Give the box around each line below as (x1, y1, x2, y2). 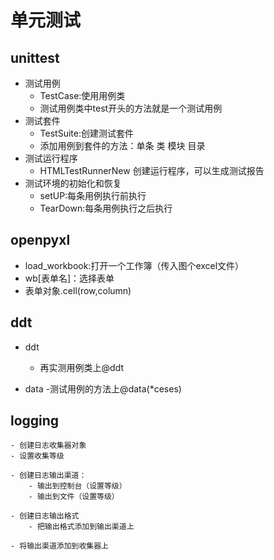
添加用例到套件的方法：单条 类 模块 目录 (39, 140, 206, 151)
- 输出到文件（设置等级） (28, 492, 120, 502)
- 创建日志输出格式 (10, 511, 80, 521)
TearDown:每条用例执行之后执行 (39, 202, 173, 214)
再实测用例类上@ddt (39, 361, 125, 373)
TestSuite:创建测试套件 (39, 127, 134, 139)
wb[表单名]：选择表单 (24, 272, 115, 284)
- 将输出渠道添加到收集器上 (10, 541, 110, 551)
